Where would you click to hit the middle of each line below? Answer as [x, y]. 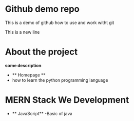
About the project [41, 52]
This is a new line [22, 32]
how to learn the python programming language [60, 80]
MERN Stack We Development [67, 100]
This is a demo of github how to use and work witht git [60, 23]
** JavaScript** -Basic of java [42, 113]
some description [23, 65]
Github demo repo [42, 9]
